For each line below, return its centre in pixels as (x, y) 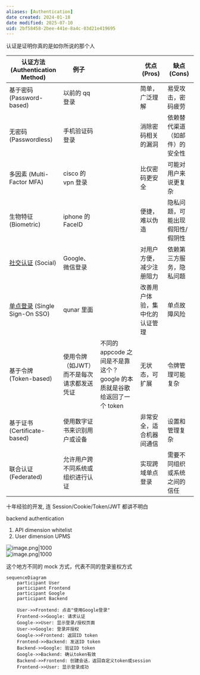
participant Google (41, 593)
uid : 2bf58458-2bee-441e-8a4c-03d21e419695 (61, 28)
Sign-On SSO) (29, 314)
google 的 (114, 379)
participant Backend (42, 599)
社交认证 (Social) (33, 263)
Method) (33, 77)
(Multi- (39, 175)
